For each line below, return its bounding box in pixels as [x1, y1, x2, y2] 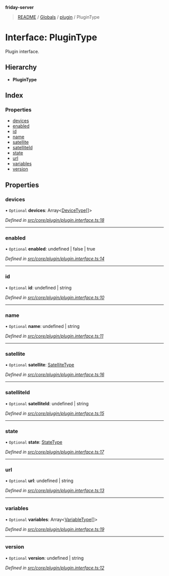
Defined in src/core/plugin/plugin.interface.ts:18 [5, 217, 105, 223]
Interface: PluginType [5, 32, 97, 43]
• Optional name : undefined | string [5, 323, 79, 329]
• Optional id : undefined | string [5, 284, 72, 291]
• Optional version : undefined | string [5, 555, 84, 561]
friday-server [5, 5, 34, 10]
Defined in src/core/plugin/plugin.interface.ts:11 [5, 333, 104, 339]
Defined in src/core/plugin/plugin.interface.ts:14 [5, 256, 105, 262]
